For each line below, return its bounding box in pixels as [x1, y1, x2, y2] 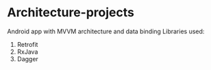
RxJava [16, 48, 38, 56]
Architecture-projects [7, 5, 135, 20]
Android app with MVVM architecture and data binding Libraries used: [7, 27, 205, 35]
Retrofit [16, 40, 38, 48]
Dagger [16, 54, 39, 63]
